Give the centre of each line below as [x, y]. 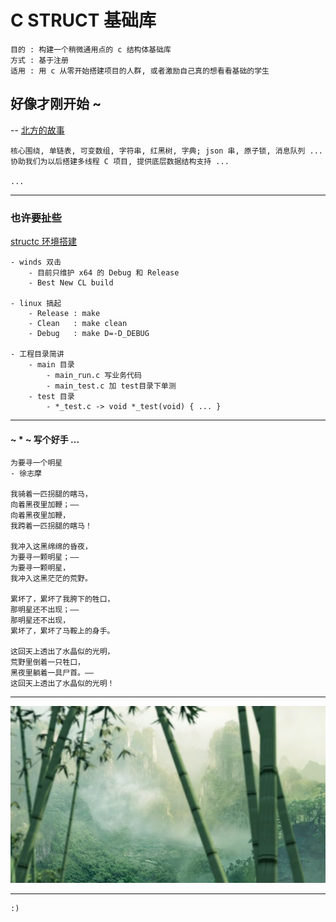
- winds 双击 [36, 262]
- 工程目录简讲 [37, 354]
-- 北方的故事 [37, 130]
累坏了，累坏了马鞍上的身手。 [62, 631]
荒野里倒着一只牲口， [47, 662]
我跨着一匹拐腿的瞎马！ [51, 526]
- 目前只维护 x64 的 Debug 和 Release [104, 273]
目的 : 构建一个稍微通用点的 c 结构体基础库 [91, 49]
